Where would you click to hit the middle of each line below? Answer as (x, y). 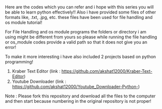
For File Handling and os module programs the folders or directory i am (76, 32)
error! (11, 47)
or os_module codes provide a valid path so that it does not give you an (76, 42)
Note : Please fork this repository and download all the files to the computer (80, 96)
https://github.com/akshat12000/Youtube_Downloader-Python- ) (76, 86)
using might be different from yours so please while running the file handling (81, 37)
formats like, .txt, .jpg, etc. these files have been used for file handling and (79, 17)
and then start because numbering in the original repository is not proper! (78, 101)
